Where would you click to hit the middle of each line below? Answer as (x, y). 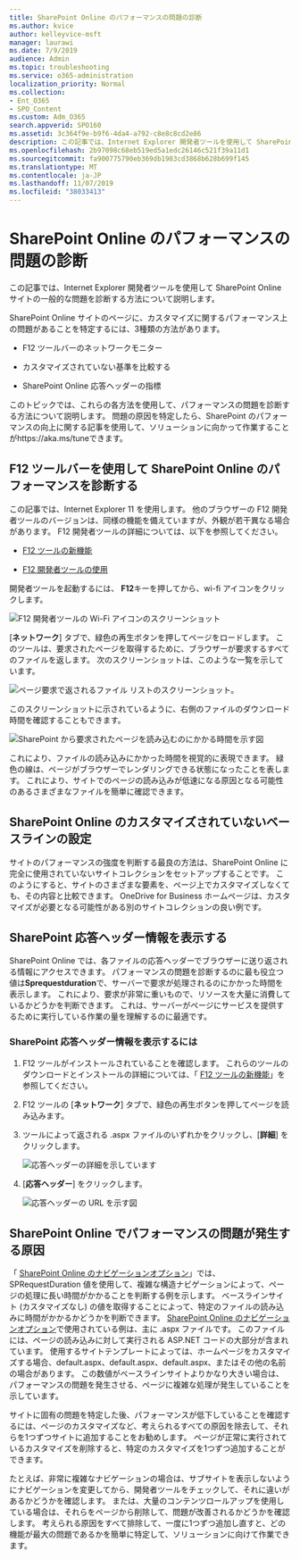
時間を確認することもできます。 (68, 720)
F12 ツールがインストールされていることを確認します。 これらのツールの (155, 1063)
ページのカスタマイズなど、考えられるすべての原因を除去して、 (156, 1426)
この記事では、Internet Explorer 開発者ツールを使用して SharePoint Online (146, 288)
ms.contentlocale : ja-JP (55, 175)
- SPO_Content (36, 109)
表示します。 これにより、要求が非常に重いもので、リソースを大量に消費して (150, 994)
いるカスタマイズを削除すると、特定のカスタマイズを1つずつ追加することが (147, 1448)
